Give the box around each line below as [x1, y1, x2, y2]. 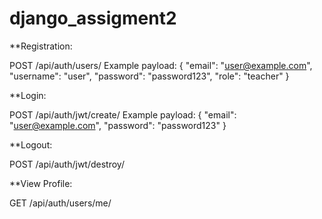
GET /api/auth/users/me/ [9, 197, 112, 209]
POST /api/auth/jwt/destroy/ [9, 158, 125, 170]
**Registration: [9, 40, 73, 52]
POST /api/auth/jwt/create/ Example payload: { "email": [9, 108, 237, 121]
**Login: [9, 89, 47, 101]
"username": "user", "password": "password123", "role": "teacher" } [9, 70, 290, 82]
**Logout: [9, 138, 53, 151]
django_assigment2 [9, 7, 177, 30]
